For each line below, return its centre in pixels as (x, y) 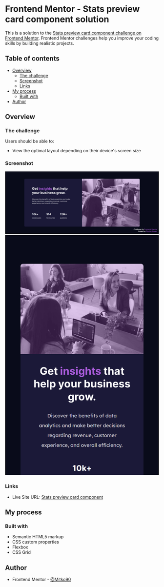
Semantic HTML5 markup (38, 537)
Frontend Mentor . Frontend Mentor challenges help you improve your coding (82, 38)
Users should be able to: (30, 141)
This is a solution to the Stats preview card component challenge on (73, 33)
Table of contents (32, 59)
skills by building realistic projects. (40, 43)
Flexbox (20, 547)
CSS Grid (21, 552)
